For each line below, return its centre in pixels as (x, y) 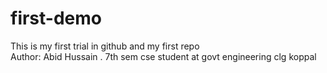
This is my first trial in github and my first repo (105, 46)
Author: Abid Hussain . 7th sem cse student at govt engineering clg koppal (163, 56)
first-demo (56, 18)
